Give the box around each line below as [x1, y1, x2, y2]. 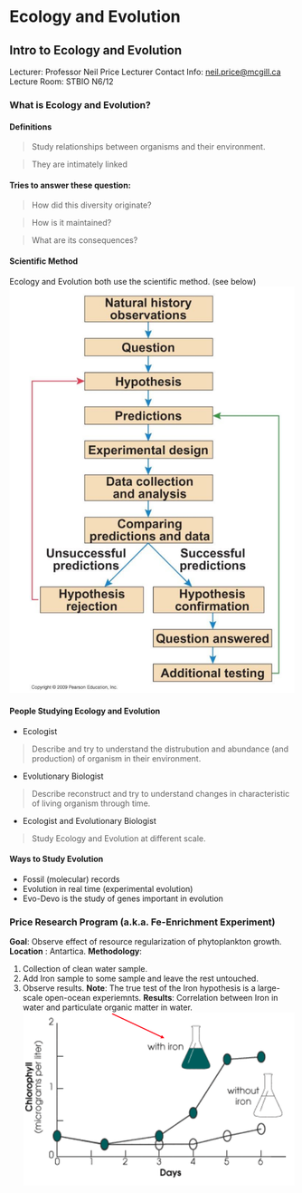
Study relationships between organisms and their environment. [31, 141, 266, 152]
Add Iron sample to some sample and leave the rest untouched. [22, 973, 260, 984]
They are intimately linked [31, 159, 128, 170]
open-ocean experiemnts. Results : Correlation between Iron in [44, 993, 278, 1004]
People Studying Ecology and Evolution [9, 705, 161, 716]
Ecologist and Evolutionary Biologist [22, 815, 156, 826]
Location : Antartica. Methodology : [9, 946, 142, 957]
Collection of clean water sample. [22, 964, 148, 975]
